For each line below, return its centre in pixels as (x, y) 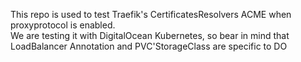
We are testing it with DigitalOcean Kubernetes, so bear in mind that (150, 35)
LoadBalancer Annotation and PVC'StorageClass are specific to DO (149, 46)
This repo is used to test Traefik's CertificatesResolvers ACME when (151, 14)
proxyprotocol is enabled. (63, 25)
